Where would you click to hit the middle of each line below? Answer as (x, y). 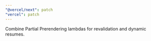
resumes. (15, 34)
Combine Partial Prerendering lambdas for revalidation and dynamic (76, 28)
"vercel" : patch (22, 14)
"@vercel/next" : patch (29, 10)
